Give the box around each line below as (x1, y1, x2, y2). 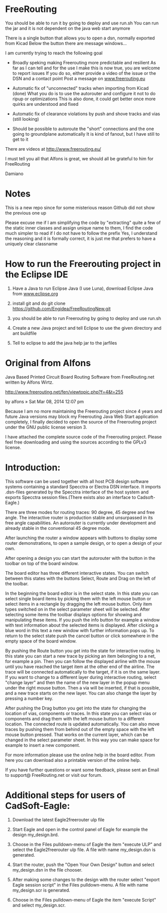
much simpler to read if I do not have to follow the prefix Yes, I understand (5, 230, 158, 236)
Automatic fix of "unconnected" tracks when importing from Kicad (12, 85, 149, 91)
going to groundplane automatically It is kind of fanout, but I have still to (12, 131, 160, 137)
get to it (12, 136, 28, 142)
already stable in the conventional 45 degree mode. (5, 525, 111, 531)
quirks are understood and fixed (12, 101, 79, 107)
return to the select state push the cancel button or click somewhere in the (5, 633, 159, 639)
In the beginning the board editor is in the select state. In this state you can (5, 590, 159, 596)
